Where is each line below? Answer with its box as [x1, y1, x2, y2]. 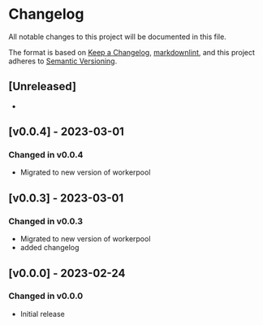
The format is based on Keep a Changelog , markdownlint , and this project [8, 47, 256, 57]
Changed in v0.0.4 [8, 149, 84, 161]
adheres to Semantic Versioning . [8, 56, 118, 66]
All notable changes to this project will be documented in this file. [8, 32, 227, 41]
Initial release [19, 309, 65, 318]
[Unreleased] [8, 80, 77, 93]
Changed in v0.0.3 [8, 215, 84, 227]
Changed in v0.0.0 [8, 290, 84, 301]
